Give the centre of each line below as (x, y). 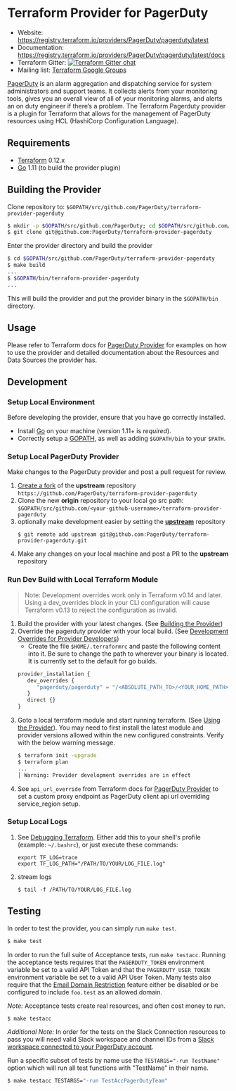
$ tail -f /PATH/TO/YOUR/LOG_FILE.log (74, 890)
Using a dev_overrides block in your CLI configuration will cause (117, 602)
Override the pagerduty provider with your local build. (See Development (123, 631)
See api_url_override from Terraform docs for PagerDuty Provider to (118, 788)
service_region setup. (49, 804)
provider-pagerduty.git (52, 541)
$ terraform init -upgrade (57, 756)
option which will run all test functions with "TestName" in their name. (108, 1068)
